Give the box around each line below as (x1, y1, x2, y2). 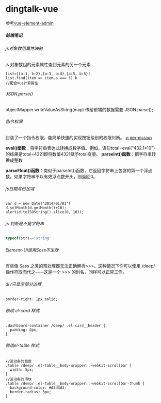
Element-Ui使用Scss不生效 (5, 247, 59, 253)
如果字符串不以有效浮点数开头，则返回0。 (14, 173, 97, 179)
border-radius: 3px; (10, 389, 51, 394)
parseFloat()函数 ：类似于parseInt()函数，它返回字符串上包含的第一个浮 (5, 167, 148, 173)
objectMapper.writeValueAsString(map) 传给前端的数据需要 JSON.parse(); (5, 106, 153, 113)
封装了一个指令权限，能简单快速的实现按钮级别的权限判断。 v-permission (5, 134, 152, 140)
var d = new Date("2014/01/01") (5, 201, 71, 206)
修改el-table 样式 (5, 343, 39, 348)
